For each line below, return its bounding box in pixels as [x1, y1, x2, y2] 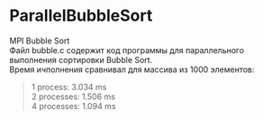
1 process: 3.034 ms [31, 81, 107, 92]
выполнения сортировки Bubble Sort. [9, 54, 153, 65]
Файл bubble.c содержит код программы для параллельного [9, 44, 245, 55]
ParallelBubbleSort [9, 5, 153, 26]
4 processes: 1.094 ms [31, 100, 116, 111]
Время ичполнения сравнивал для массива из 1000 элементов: [9, 64, 255, 75]
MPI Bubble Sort [9, 35, 70, 46]
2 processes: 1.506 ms [31, 91, 115, 102]
